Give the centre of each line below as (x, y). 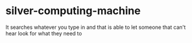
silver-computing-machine (73, 11)
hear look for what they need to (44, 33)
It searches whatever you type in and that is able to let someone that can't (96, 27)
